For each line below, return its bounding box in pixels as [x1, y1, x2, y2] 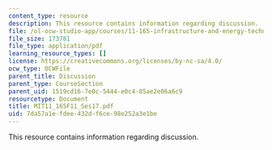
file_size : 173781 [8, 34, 70, 43]
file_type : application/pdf [8, 42, 104, 50]
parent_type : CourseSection [8, 79, 104, 88]
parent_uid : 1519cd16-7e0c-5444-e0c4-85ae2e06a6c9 [8, 87, 183, 96]
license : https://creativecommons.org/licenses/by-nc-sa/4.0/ [8, 58, 223, 66]
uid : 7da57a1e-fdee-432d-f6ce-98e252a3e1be [8, 110, 158, 118]
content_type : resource [8, 11, 89, 20]
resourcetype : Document [8, 95, 89, 103]
